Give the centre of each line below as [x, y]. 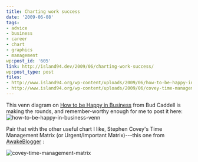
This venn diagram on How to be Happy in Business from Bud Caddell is [93, 105]
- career [17, 39]
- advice [17, 28]
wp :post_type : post [30, 72]
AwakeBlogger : [25, 141]
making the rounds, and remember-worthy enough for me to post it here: [94, 111]
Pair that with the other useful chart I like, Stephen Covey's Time [84, 129]
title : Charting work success [43, 11]
